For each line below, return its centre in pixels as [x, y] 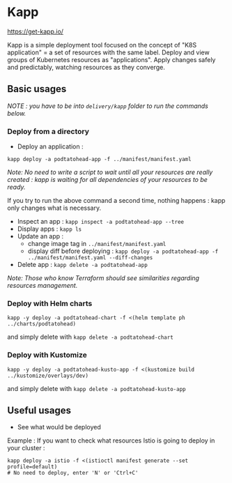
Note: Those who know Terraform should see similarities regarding [103, 278]
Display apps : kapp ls [49, 229]
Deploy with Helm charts [50, 303]
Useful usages [39, 411]
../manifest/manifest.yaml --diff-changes [90, 258]
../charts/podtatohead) [42, 324]
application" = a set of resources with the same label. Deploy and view [109, 52]
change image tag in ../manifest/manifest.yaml [97, 244]
